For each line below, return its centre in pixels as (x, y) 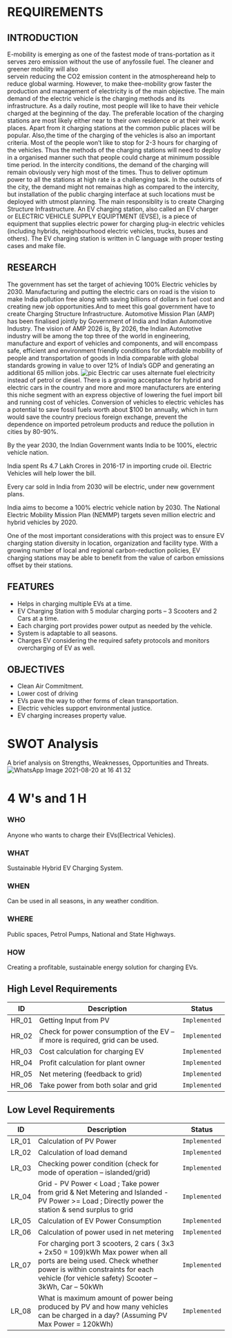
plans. (16, 494)
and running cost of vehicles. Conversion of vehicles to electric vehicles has (116, 402)
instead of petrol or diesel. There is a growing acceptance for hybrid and (110, 380)
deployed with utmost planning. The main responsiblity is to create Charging (116, 201)
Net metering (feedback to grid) (91, 1074)
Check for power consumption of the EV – (107, 1032)
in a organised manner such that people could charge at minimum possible (113, 157)
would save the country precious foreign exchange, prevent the (97, 417)
